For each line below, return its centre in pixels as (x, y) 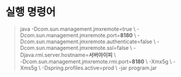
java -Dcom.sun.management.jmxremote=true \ (78, 29)
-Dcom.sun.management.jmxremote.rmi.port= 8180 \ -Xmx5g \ (96, 61)
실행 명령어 (31, 12)
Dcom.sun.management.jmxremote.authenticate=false (86, 41)
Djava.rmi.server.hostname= (54, 54)
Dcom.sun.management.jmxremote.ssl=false (74, 47)
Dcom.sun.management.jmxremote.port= (70, 35)
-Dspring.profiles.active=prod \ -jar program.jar (99, 68)
